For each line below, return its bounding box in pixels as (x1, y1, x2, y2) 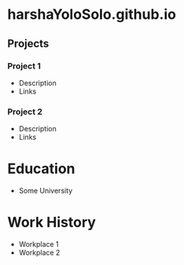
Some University (18, 186, 73, 196)
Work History (7, 214, 96, 231)
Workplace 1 (18, 240, 60, 249)
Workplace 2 (18, 248, 61, 257)
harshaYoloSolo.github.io (7, 6, 176, 24)
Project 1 (7, 61, 41, 72)
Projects (7, 37, 50, 50)
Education (7, 160, 75, 178)
